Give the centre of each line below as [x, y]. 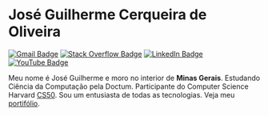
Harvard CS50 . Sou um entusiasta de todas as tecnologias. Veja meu [122, 94]
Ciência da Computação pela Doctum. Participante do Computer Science [129, 86]
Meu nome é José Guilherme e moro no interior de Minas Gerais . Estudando [134, 78]
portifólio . [24, 103]
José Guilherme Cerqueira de [108, 15]
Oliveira [35, 32]
